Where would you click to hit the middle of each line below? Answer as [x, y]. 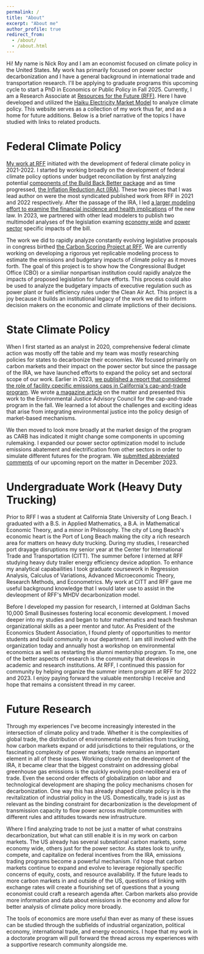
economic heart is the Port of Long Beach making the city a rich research [98, 536]
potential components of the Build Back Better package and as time [91, 183]
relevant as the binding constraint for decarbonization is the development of [102, 804]
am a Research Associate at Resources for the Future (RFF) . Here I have [97, 96]
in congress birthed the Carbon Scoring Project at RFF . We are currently [97, 246]
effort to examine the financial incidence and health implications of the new [101, 209]
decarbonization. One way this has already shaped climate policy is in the [98, 791]
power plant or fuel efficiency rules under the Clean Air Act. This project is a [102, 292]
